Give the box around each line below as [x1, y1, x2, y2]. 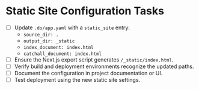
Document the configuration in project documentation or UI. [14, 70, 163, 77]
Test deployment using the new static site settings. [14, 76, 141, 84]
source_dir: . [23, 32, 59, 38]
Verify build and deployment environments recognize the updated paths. [14, 63, 194, 70]
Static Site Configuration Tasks [5, 4, 165, 18]
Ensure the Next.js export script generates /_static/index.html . [14, 56, 174, 63]
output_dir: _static [23, 38, 75, 44]
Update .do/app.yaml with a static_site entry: [14, 24, 130, 31]
